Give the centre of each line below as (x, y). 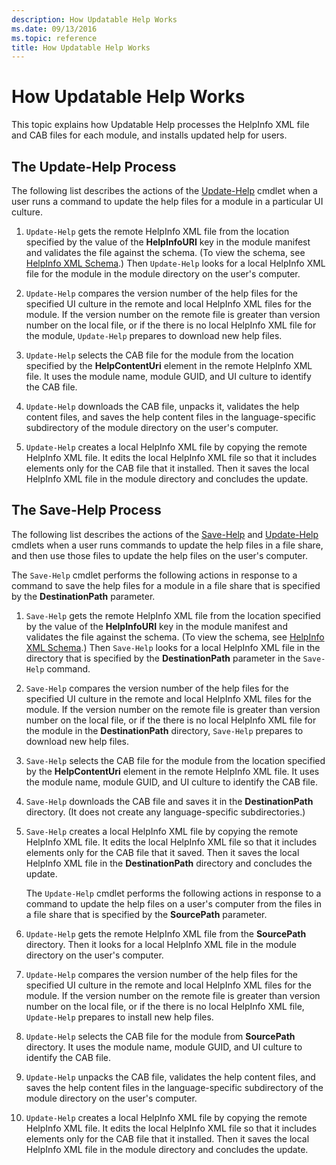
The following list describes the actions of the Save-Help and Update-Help (165, 534)
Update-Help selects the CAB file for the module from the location (159, 355)
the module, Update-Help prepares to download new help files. (154, 335)
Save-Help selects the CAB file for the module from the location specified (175, 760)
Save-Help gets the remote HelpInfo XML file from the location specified (173, 615)
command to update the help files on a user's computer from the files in (173, 903)
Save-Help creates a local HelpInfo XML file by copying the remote (162, 831)
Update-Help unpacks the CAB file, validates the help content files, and (170, 1077)
